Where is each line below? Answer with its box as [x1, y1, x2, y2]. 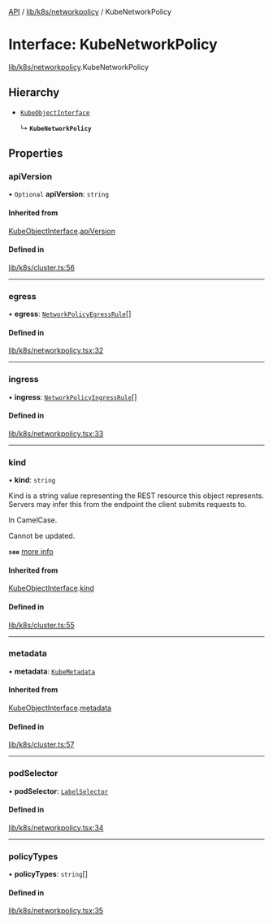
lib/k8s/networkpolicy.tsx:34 [8, 822, 104, 832]
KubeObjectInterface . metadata [8, 703, 112, 713]
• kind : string [8, 475, 56, 485]
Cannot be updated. [8, 531, 76, 541]
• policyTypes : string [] [8, 869, 88, 879]
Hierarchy [8, 85, 60, 100]
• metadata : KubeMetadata [8, 666, 96, 676]
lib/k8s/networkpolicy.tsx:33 [8, 428, 104, 438]
